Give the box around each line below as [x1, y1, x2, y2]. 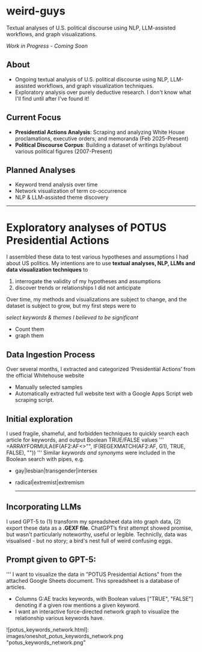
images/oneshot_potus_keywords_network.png [6, 632, 124, 639]
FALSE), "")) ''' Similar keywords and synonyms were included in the [6, 449, 176, 456]
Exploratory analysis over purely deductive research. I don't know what [14, 89, 191, 96]
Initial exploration [6, 414, 73, 424]
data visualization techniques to [6, 266, 88, 274]
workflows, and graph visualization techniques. [37, 82, 155, 89]
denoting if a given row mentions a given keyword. [14, 601, 140, 609]
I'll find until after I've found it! [14, 95, 89, 102]
